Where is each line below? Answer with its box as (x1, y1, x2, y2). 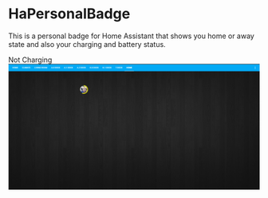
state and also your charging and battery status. (8, 39, 166, 49)
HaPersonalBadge (8, 5, 131, 23)
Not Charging (8, 55, 53, 64)
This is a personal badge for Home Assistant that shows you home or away (8, 31, 255, 41)
